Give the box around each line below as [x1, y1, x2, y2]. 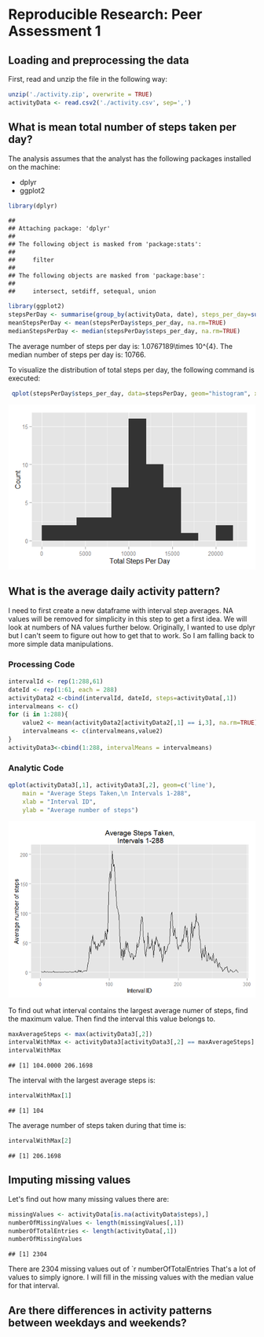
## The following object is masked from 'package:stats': [8, 241, 202, 248]
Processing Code [8, 659, 75, 670]
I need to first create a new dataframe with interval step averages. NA [8, 605, 233, 615]
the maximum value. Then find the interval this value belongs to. [8, 1014, 216, 1023]
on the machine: [8, 162, 60, 171]
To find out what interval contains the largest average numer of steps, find [8, 1005, 249, 1015]
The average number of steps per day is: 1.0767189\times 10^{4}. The [8, 341, 233, 351]
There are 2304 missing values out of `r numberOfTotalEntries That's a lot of [8, 1264, 256, 1274]
